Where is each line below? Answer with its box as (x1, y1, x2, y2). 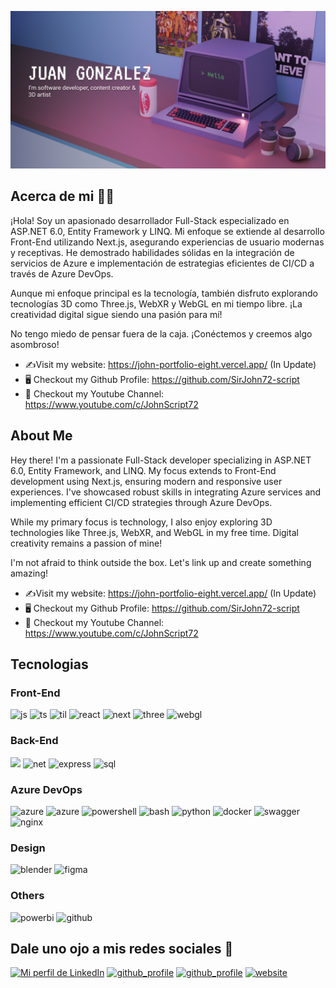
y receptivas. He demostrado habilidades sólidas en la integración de (10, 246, 295, 258)
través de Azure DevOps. (10, 267, 114, 280)
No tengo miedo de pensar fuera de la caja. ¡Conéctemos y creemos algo (10, 327, 313, 340)
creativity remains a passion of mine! (10, 537, 163, 549)
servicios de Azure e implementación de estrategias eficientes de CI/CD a (10, 257, 315, 269)
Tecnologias (10, 656, 89, 673)
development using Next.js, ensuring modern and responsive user (10, 475, 283, 487)
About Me (10, 427, 73, 445)
